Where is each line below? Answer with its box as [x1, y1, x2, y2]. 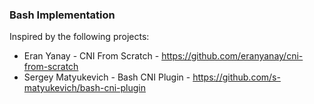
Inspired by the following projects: [9, 31, 150, 43]
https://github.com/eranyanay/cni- [161, 50, 304, 62]
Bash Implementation [9, 8, 116, 22]
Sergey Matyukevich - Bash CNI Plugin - [23, 71, 191, 83]
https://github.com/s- [192, 71, 281, 83]
